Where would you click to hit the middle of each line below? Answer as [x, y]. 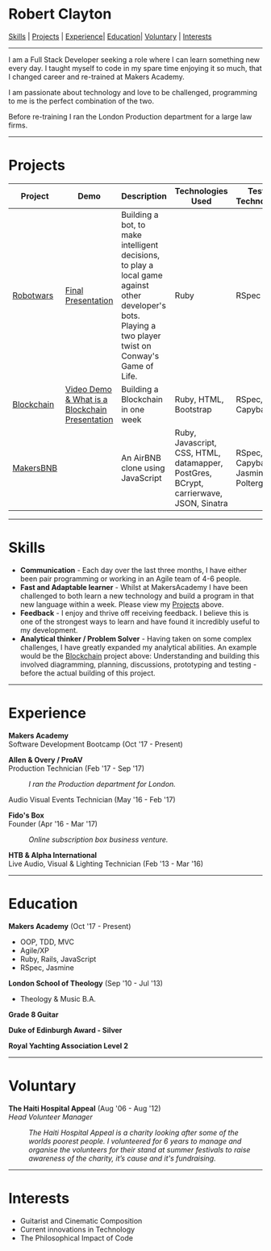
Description [144, 196]
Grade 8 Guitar [33, 1015]
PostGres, [193, 473]
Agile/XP [35, 950]
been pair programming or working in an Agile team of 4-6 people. [131, 579]
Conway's [140, 356]
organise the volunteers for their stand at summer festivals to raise [140, 1149]
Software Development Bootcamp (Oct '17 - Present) [96, 744]
